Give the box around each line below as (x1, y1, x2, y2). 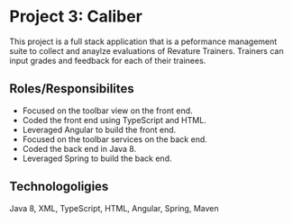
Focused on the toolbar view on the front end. (22, 105, 193, 116)
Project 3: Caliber (9, 6, 142, 27)
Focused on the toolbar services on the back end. (22, 133, 207, 145)
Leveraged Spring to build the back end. (22, 153, 172, 164)
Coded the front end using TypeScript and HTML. (22, 114, 207, 125)
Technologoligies (9, 179, 109, 194)
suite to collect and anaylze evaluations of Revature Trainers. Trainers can (9, 45, 284, 56)
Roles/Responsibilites (9, 81, 135, 96)
